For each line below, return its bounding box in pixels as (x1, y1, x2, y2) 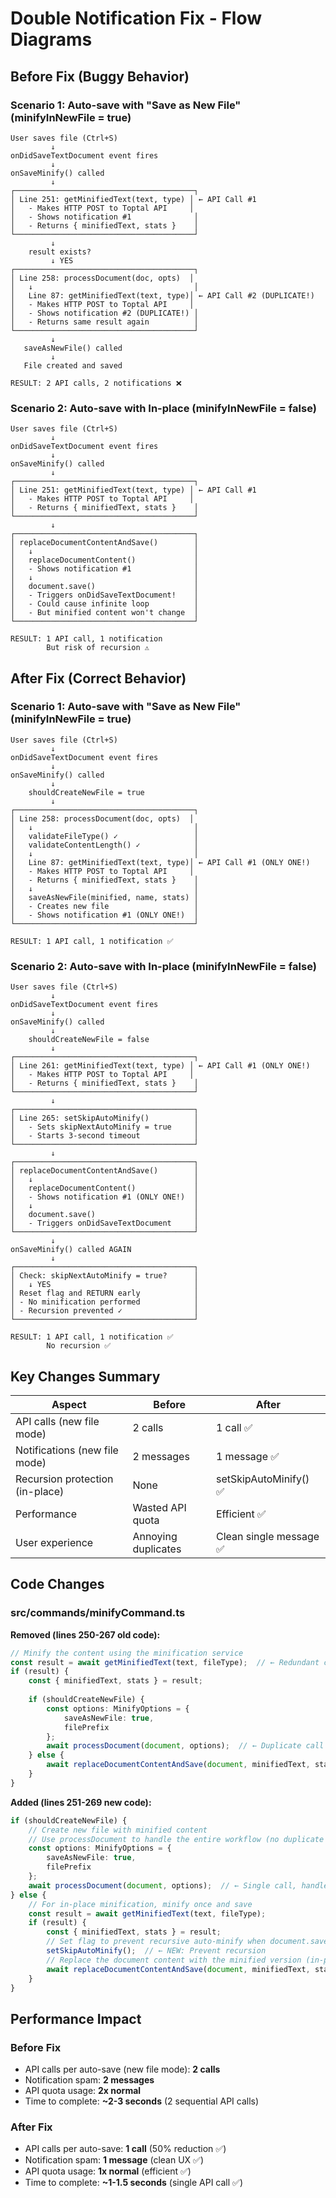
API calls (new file (15, 1414, 100, 1428)
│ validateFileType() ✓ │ (10, 831, 199, 841)
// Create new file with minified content (28, 1825, 208, 1835)
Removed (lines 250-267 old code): (10, 1628, 161, 1641)
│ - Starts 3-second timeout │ (10, 1131, 199, 1141)
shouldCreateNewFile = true (28, 787, 145, 797)
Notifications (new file (15, 1443, 119, 1457)
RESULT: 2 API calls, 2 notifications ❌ (10, 378, 182, 388)
